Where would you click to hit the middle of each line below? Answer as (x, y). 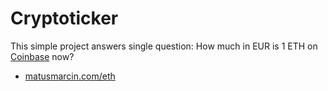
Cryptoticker (64, 18)
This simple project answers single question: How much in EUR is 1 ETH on (164, 46)
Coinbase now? (42, 56)
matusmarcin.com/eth (70, 76)
